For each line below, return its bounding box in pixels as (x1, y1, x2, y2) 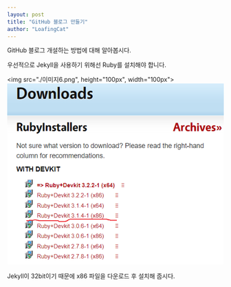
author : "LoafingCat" (7, 25, 69, 32)
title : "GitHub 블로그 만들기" (7, 18, 88, 25)
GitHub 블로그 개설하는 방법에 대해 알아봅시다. (7, 46, 132, 54)
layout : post (7, 11, 45, 18)
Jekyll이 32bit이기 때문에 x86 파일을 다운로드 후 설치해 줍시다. (7, 272, 175, 280)
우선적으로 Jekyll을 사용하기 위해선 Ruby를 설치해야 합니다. (7, 61, 167, 69)
